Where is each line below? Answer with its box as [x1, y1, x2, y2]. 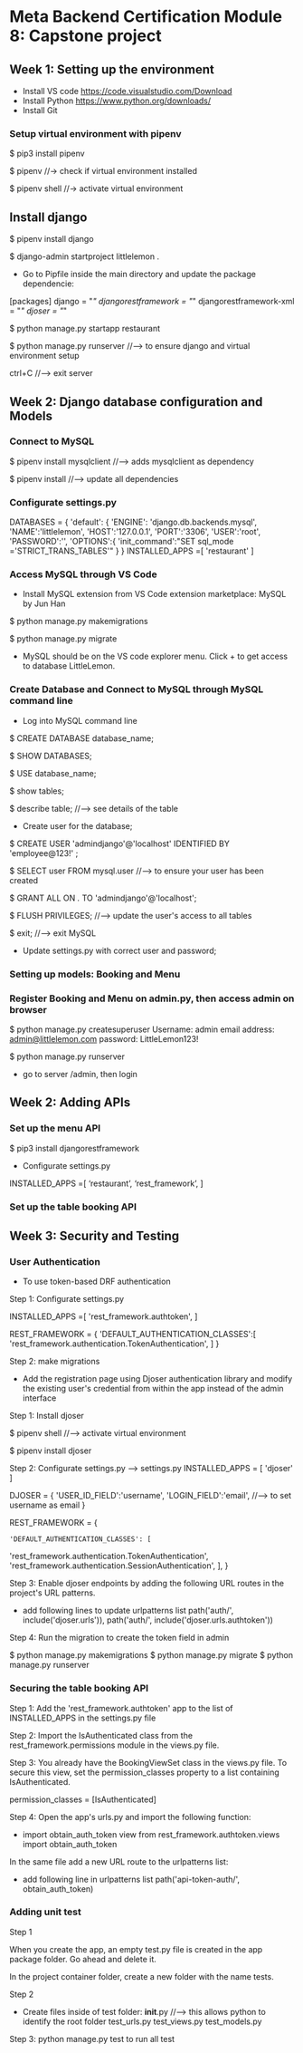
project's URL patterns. [9, 1587, 96, 1598]
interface [22, 1393, 57, 1403]
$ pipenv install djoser [9, 1445, 92, 1456]
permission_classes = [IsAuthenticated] [9, 1794, 156, 1805]
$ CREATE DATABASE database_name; [9, 732, 154, 744]
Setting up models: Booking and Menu [9, 968, 181, 980]
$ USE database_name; [9, 767, 97, 778]
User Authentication [9, 1255, 101, 1267]
